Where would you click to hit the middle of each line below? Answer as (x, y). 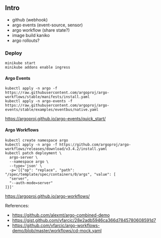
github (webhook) (30, 19)
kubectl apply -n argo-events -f (39, 101)
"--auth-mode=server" (31, 183)
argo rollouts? (26, 40)
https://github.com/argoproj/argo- (95, 145)
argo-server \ (24, 157)
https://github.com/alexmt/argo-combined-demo (61, 215)
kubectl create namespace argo (37, 140)
